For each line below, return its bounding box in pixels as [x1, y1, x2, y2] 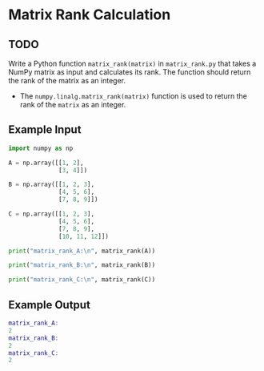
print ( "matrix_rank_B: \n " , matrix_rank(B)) [8, 261, 156, 269]
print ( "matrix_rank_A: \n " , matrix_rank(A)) [8, 247, 156, 255]
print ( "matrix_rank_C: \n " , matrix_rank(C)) [8, 276, 156, 284]
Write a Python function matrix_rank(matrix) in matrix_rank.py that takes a [8, 58, 257, 68]
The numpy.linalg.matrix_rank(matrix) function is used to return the [19, 91, 248, 101]
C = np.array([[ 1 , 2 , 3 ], [8, 210, 94, 218]
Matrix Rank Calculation [8, 6, 171, 24]
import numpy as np [8, 144, 74, 152]
